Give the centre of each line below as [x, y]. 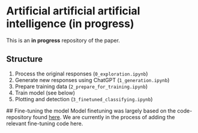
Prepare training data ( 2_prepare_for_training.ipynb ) [81, 86]
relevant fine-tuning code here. [45, 123]
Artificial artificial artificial [73, 11]
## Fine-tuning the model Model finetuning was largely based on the [91, 111]
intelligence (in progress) [70, 24]
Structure [25, 59]
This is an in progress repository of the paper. [63, 40]
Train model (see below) [45, 93]
